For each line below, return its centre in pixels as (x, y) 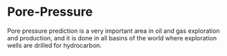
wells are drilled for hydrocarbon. (55, 45)
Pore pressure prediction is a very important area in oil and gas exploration (113, 31)
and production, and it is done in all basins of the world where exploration (112, 38)
